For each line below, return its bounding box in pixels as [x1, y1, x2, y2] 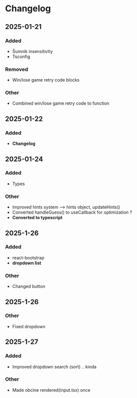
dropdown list [12, 260, 42, 266]
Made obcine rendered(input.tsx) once [12, 387, 91, 393]
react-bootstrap [12, 255, 45, 260]
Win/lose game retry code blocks [12, 77, 80, 83]
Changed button [12, 284, 46, 289]
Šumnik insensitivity [12, 48, 53, 54]
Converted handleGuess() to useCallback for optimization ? [12, 209, 133, 215]
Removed [5, 66, 28, 73]
